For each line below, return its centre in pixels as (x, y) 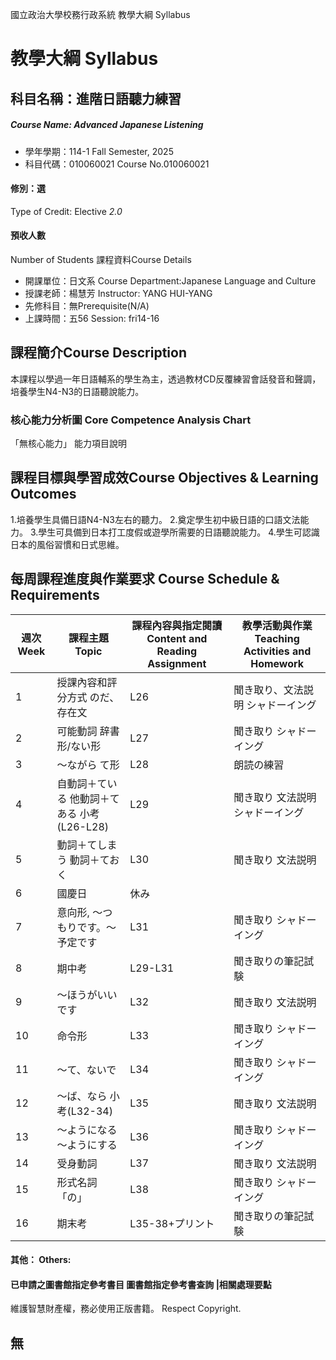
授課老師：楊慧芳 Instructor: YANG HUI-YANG (118, 293)
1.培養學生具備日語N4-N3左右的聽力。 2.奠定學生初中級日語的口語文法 (155, 519)
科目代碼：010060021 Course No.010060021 (117, 164)
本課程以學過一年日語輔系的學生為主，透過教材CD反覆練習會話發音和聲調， (166, 379)
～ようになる (87, 1130)
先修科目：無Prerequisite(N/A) (87, 305)
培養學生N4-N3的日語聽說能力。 (77, 391)
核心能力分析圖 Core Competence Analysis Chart (131, 420)
